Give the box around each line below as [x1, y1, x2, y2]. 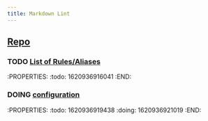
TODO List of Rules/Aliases [7, 56, 101, 66]
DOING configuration [7, 90, 80, 99]
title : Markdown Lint [7, 10, 70, 17]
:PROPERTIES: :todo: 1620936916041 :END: [7, 72, 132, 81]
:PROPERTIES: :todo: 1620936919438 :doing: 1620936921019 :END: [7, 106, 202, 114]
